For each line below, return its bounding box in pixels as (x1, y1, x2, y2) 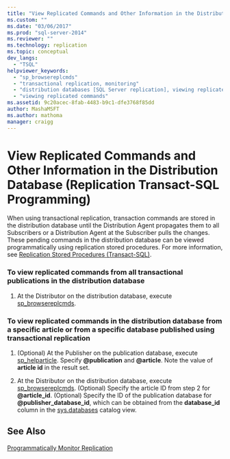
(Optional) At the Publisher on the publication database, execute (16, 349, 199, 357)
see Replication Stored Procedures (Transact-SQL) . (7, 251, 152, 259)
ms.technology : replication (7, 42, 88, 49)
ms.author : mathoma (7, 112, 63, 119)
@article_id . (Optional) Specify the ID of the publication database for (16, 391, 212, 399)
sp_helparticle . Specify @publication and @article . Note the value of (16, 356, 214, 364)
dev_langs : (7, 55, 38, 62)
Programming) (7, 191, 91, 207)
